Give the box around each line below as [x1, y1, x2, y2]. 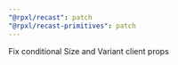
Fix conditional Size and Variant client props [8, 45, 170, 56]
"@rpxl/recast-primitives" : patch [8, 21, 137, 30]
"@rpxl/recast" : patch [8, 12, 93, 22]
